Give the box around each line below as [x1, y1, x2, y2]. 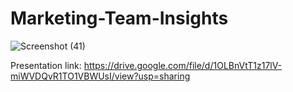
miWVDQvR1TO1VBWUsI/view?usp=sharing [10, 70, 191, 82]
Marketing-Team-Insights [10, 7, 229, 30]
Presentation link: [10, 59, 82, 71]
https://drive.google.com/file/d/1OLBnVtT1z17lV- [83, 59, 283, 71]
